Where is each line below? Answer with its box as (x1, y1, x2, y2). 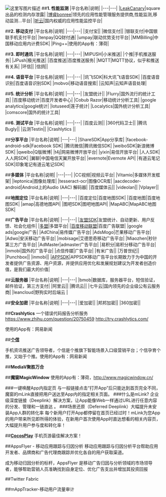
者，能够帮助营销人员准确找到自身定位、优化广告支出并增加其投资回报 (5, 466, 148, 472)
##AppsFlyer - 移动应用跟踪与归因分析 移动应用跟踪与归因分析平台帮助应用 (5, 443, 158, 449)
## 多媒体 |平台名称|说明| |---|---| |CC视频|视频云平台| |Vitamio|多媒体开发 (5, 172, 156, 178)
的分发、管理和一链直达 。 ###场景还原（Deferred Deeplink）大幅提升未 (5, 404, 153, 409)
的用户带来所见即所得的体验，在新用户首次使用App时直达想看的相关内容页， (5, 416, 161, 422)
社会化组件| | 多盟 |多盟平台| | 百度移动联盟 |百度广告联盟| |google (13, 223, 143, 229)
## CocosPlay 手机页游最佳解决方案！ (5, 433, 83, 439)
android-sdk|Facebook (5, 143, 52, 149)
